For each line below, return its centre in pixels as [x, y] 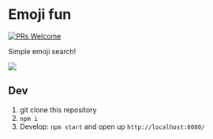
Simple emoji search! [42, 51]
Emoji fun [40, 15]
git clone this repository [58, 110]
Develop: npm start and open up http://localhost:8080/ [112, 126]
